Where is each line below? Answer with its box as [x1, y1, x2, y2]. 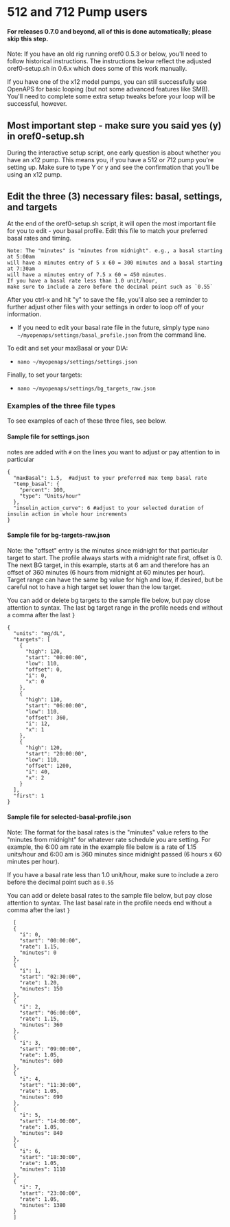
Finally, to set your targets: [7, 371, 82, 379]
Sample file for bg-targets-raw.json [7, 531, 111, 540]
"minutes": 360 [19, 1021, 63, 1028]
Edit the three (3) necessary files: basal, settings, [7, 190, 222, 202]
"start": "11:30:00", [19, 1081, 81, 1088]
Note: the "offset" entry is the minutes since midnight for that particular [7, 546, 209, 554]
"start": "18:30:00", [19, 1153, 81, 1160]
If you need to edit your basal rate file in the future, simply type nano [16, 324, 209, 332]
